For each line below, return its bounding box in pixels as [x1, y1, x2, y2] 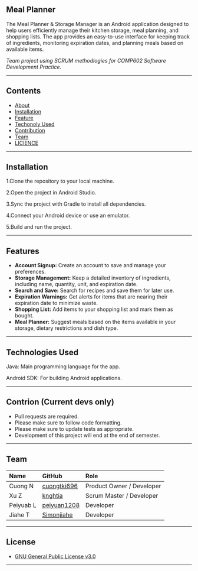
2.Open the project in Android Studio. [6, 189, 97, 196]
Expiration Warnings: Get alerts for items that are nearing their [14, 293, 168, 300]
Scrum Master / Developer [85, 491, 159, 499]
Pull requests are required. [14, 413, 80, 420]
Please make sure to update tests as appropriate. [14, 425, 134, 432]
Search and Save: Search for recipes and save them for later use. [14, 287, 174, 294]
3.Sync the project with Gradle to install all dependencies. [6, 200, 146, 207]
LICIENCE [14, 139, 39, 147]
